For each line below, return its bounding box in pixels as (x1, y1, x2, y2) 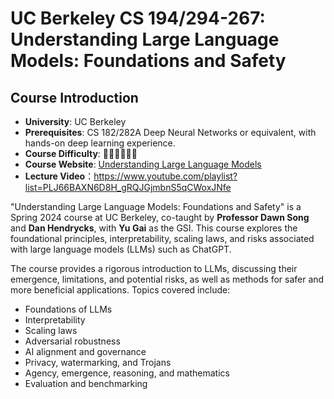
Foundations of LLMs (24, 303, 113, 315)
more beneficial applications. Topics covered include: (10, 284, 231, 296)
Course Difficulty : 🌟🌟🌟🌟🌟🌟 (24, 148, 138, 159)
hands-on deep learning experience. (24, 137, 176, 149)
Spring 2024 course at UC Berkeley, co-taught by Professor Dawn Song (10, 212, 310, 223)
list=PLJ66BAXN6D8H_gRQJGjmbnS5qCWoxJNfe (24, 182, 232, 193)
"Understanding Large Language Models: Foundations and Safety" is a (10, 201, 302, 212)
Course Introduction (10, 89, 139, 106)
